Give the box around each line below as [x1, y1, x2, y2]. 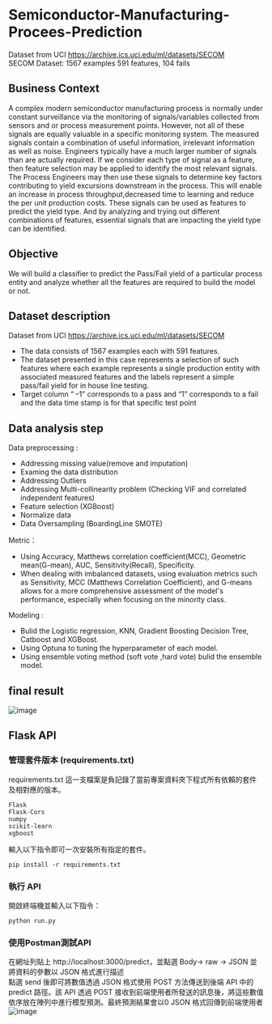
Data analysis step [8, 421, 104, 435]
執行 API [8, 881, 41, 892]
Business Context [8, 82, 100, 96]
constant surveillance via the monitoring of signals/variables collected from [8, 112, 260, 121]
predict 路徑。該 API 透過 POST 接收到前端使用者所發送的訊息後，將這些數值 [8, 988, 264, 997]
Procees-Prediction [8, 23, 143, 41]
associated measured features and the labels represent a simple [19, 372, 235, 382]
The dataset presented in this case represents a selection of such [19, 355, 240, 365]
